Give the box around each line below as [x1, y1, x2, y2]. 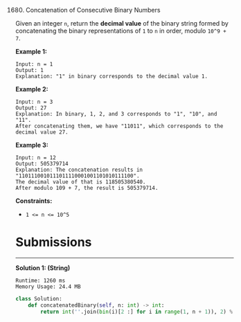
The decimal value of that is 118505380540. [15, 179, 146, 186]
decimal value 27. [15, 129, 69, 136]
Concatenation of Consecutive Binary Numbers [25, 6, 161, 14]
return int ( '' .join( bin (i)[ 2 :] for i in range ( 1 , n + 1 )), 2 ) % [40, 308, 233, 315]
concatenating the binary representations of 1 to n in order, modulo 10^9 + [15, 27, 226, 35]
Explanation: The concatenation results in [15, 166, 143, 173]
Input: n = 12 [15, 154, 57, 161]
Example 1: [15, 48, 48, 55]
